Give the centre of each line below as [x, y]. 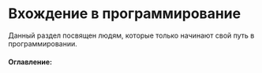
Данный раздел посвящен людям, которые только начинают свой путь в [131, 35]
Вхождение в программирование [125, 14]
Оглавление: [30, 62]
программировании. [43, 43]
